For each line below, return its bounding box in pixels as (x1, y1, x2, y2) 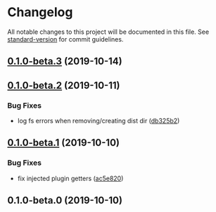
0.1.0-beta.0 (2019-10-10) (7, 194, 123, 206)
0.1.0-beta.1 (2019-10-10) (7, 137, 120, 149)
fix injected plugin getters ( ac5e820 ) (17, 174, 124, 182)
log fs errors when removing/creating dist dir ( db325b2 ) (17, 117, 180, 125)
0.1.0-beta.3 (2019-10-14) (7, 56, 122, 68)
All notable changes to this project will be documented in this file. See (7, 27, 210, 36)
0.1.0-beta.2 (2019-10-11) (7, 79, 120, 92)
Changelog (7, 4, 73, 20)
